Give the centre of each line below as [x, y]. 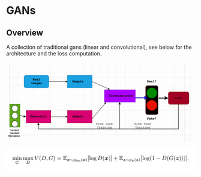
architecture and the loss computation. [54, 54]
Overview [25, 33]
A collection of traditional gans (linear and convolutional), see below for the [99, 47]
